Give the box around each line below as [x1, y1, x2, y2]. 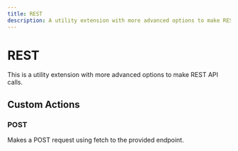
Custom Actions [7, 98, 80, 110]
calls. [7, 78, 23, 87]
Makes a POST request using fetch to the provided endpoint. [7, 135, 184, 145]
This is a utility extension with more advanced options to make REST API [7, 71, 218, 79]
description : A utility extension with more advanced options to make [7, 17, 220, 24]
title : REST [7, 10, 42, 18]
